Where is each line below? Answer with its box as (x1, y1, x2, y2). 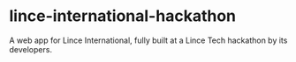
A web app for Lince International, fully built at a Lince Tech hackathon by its (9, 35, 288, 45)
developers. (9, 44, 53, 54)
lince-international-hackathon (9, 6, 237, 26)
